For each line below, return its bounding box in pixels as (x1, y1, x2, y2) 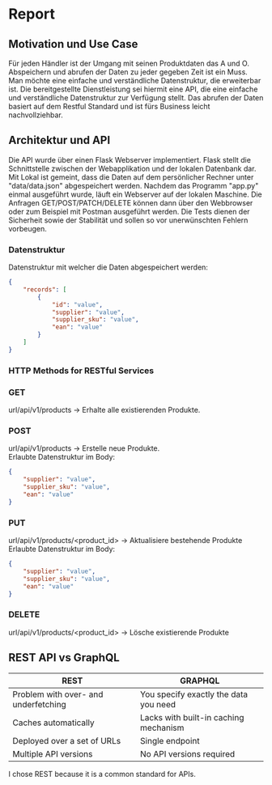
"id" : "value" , (51, 300, 104, 308)
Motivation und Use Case (8, 37, 138, 51)
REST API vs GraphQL (8, 651, 120, 664)
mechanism (140, 722, 185, 733)
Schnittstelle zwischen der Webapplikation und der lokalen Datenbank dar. (8, 163, 257, 173)
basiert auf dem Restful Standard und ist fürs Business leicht (8, 102, 210, 111)
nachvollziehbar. (8, 110, 63, 120)
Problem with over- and (12, 689, 104, 700)
